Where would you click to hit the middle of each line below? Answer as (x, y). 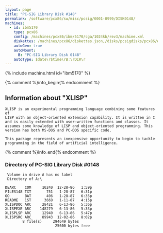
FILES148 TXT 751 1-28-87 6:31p (49, 192)
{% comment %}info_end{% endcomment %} (50, 152)
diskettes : (25, 41)
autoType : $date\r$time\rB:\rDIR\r (50, 59)
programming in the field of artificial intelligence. (62, 143)
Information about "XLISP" (46, 98)
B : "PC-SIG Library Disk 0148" (49, 55)
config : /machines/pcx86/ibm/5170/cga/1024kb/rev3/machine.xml (79, 37)
